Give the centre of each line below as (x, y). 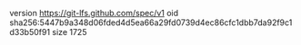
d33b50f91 (30, 32)
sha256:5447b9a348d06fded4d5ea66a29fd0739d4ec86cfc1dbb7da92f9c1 (151, 22)
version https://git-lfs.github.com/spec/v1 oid (94, 13)
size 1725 (70, 32)
